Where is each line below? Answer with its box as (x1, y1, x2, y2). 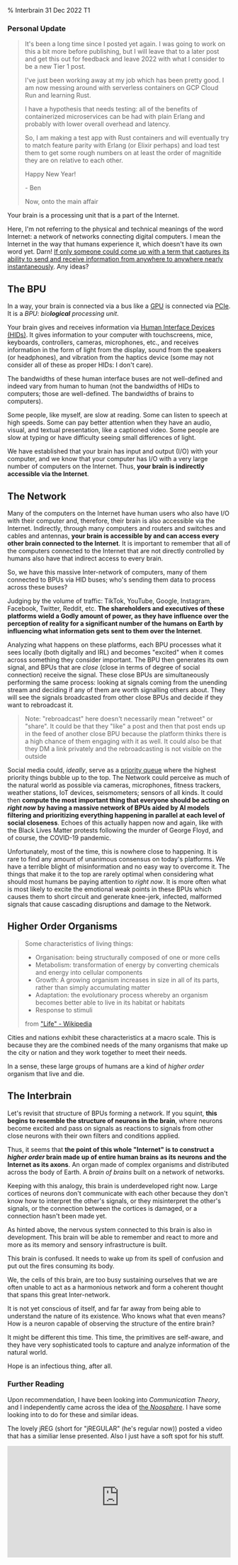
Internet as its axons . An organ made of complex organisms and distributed (7, 1160, 229, 1168)
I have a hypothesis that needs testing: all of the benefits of (24, 105, 198, 113)
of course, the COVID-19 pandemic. (7, 833, 111, 842)
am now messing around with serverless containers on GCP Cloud (24, 84, 219, 92)
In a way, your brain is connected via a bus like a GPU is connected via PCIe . (7, 302, 231, 310)
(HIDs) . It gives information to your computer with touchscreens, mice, (7, 331, 213, 339)
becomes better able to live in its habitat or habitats (35, 998, 186, 1007)
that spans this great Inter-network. (7, 1290, 111, 1299)
